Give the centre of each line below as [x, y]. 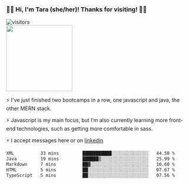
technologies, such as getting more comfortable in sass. [85, 129]
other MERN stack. [29, 109]
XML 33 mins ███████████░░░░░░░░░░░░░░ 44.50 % [91, 153]
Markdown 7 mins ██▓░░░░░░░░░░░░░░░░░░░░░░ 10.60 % [91, 165]
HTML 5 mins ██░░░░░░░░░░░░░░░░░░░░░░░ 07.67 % [91, 170]
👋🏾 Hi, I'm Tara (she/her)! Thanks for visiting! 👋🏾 [77, 9]
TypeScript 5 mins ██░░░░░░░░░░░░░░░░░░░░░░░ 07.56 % [91, 175]
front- [176, 121]
